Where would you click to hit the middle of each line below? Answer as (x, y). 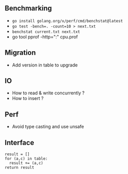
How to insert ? (28, 98)
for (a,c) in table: (26, 159)
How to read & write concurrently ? (48, 93)
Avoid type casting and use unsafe (48, 127)
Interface (19, 142)
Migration (20, 53)
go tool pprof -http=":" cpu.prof (45, 37)
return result (20, 168)
